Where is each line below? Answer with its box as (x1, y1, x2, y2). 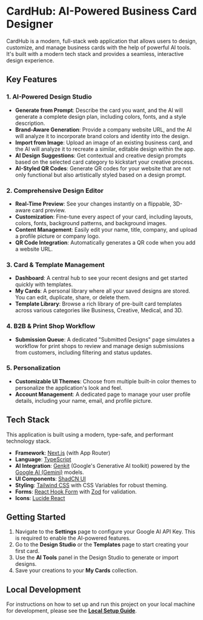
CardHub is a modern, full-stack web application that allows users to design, (6, 37, 198, 44)
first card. (15, 548, 40, 555)
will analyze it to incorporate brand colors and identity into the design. (15, 132, 190, 139)
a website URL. (15, 245, 53, 253)
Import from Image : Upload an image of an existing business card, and (15, 139, 193, 146)
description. (15, 119, 45, 127)
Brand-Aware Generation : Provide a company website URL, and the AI (15, 126, 192, 133)
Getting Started (6, 512, 66, 523)
